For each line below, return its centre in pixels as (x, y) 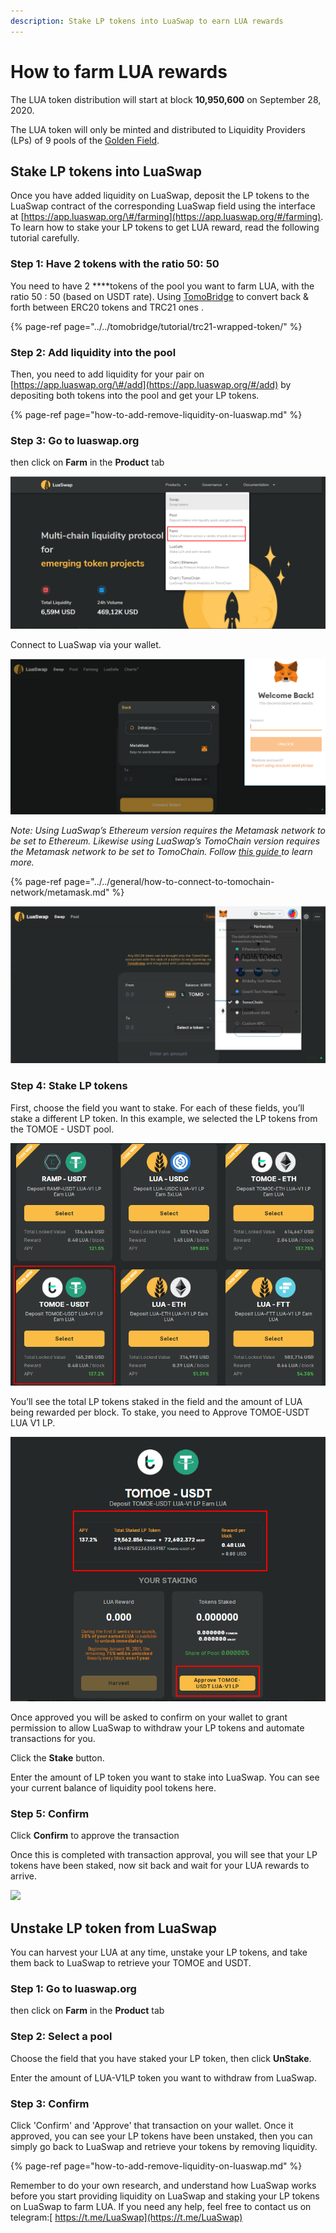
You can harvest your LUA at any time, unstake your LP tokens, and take (159, 1952)
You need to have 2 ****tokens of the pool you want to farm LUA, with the (162, 286)
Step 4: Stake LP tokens (69, 1086)
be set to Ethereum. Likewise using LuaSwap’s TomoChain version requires (165, 841)
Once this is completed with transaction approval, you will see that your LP (164, 1855)
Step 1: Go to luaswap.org (73, 1988)
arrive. (23, 1876)
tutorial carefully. (45, 238)
